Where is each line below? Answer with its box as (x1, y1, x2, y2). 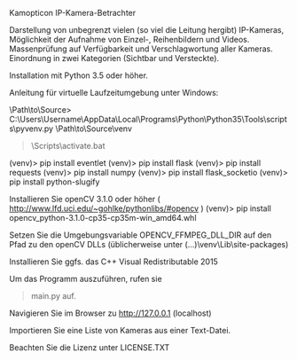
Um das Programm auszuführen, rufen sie (9, 274, 162, 284)
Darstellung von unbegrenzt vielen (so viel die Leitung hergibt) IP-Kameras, (9, 25, 285, 35)
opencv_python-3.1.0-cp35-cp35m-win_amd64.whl (9, 213, 197, 223)
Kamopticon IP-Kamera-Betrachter (9, 8, 137, 18)
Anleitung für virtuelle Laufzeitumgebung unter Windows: (9, 88, 219, 98)
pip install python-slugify (9, 176, 100, 187)
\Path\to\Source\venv (55, 123, 133, 134)
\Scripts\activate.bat (30, 141, 106, 151)
